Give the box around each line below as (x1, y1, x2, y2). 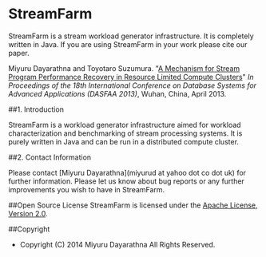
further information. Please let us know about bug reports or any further (8, 176, 245, 186)
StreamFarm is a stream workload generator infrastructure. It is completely (8, 31, 254, 41)
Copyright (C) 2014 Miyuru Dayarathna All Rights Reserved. (19, 239, 216, 249)
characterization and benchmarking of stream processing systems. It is (8, 128, 243, 138)
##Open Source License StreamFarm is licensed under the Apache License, (8, 200, 258, 210)
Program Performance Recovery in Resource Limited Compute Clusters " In (8, 72, 254, 81)
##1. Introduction (8, 105, 64, 114)
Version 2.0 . (8, 208, 48, 218)
